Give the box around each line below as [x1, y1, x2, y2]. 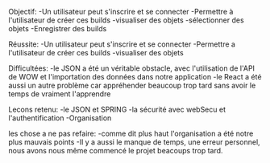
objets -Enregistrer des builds [8, 24, 107, 33]
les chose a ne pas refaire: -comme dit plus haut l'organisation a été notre [8, 128, 254, 138]
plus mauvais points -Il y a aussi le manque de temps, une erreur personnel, [8, 137, 260, 147]
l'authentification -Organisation [8, 113, 112, 123]
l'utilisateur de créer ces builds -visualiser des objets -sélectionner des [8, 15, 244, 25]
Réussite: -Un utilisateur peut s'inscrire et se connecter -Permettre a [8, 39, 236, 49]
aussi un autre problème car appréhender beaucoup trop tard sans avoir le [8, 80, 256, 90]
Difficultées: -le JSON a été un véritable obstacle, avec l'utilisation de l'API [8, 63, 255, 73]
